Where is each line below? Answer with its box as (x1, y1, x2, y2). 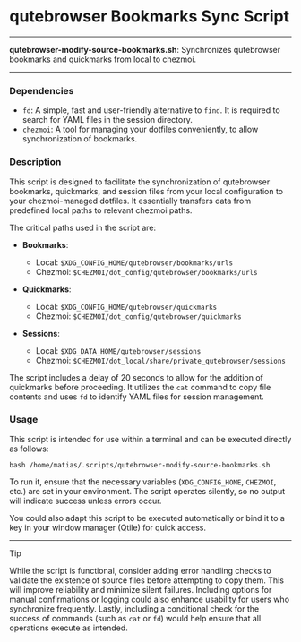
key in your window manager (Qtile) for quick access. (9, 522, 207, 533)
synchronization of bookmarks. (21, 133, 138, 144)
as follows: (9, 443, 49, 454)
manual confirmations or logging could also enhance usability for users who (9, 594, 289, 604)
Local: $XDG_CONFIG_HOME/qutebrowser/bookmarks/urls (35, 257, 234, 268)
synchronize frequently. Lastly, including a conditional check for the (9, 603, 260, 614)
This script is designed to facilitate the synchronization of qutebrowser (9, 176, 271, 187)
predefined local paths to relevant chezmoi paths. (9, 204, 193, 216)
